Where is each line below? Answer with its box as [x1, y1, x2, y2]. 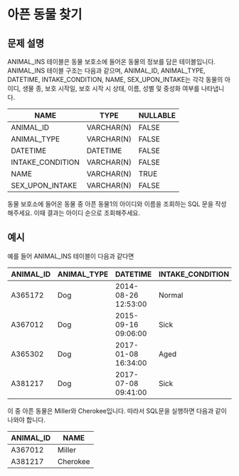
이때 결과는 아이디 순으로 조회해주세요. [33, 208, 141, 217]
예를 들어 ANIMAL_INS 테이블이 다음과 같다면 [7, 251, 134, 260]
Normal [159, 290, 184, 300]
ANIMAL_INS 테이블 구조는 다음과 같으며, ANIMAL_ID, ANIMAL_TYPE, [7, 66, 206, 75]
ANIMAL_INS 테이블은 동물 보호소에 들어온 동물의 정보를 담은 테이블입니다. [7, 58, 216, 66]
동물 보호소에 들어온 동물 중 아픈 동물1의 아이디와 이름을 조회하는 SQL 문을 [7, 200, 214, 208]
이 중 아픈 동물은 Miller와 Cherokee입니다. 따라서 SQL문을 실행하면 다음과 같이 [7, 406, 228, 415]
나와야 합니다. [7, 415, 46, 424]
